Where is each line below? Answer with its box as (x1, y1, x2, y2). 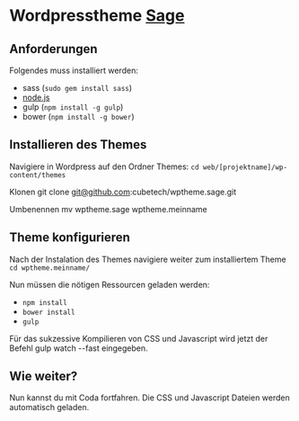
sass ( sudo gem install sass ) (22, 83, 133, 93)
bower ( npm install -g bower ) (22, 112, 135, 121)
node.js (22, 92, 51, 103)
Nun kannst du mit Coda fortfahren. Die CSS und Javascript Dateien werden (9, 392, 290, 403)
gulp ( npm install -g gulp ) (22, 102, 124, 112)
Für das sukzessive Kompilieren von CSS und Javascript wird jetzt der (9, 333, 268, 344)
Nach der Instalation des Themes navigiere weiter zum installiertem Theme (9, 254, 286, 264)
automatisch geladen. (9, 402, 90, 413)
